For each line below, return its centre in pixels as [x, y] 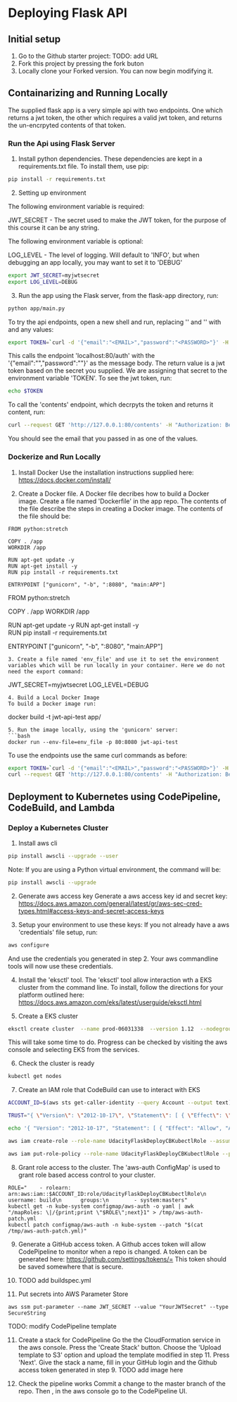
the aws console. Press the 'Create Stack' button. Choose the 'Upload [120, 1347]
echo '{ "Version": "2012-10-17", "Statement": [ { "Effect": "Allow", [115, 1128]
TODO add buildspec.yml [55, 1280]
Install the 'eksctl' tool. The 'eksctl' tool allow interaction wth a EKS [115, 980]
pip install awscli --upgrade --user [63, 856]
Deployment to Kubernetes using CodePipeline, [114, 797]
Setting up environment [52, 193]
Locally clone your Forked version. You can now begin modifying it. [116, 71]
